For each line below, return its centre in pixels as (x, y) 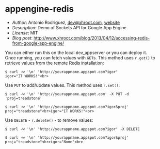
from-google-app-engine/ (38, 43)
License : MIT (25, 33)
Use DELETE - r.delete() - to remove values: (49, 120)
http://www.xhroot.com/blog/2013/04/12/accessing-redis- (92, 38)
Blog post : (22, 38)
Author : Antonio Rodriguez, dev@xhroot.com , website (66, 22)
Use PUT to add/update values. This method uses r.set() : (63, 85)
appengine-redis (40, 9)
